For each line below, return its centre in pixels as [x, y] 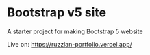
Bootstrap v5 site [57, 13]
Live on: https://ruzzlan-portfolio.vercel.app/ [70, 44]
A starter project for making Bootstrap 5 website [75, 31]
